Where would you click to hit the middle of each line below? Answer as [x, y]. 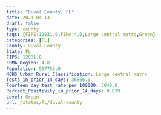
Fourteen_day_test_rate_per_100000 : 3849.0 [62, 86]
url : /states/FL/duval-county [44, 102]
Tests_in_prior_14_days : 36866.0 [48, 80]
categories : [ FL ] [28, 40]
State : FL [19, 52]
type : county [23, 29]
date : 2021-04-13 [28, 18]
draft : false [23, 23]
